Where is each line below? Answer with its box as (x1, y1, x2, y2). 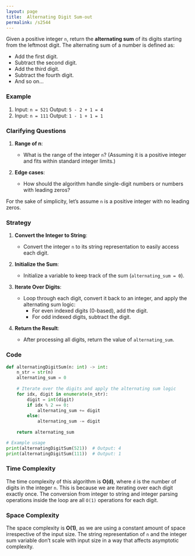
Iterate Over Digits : (14, 283, 62, 290)
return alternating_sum (16, 430, 75, 435)
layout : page (6, 8, 38, 15)
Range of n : (14, 140, 43, 147)
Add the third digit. (14, 66, 60, 73)
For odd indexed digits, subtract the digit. (32, 314, 131, 321)
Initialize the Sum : (14, 261, 60, 268)
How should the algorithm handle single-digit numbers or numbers (23, 180, 184, 187)
